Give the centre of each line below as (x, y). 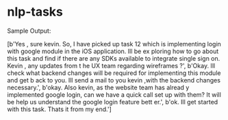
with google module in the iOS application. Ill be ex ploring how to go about (113, 51)
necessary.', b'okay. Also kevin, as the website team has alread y (98, 87)
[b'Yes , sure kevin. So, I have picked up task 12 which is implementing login (114, 44)
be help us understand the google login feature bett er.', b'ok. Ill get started (113, 102)
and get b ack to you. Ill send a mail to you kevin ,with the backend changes (114, 80)
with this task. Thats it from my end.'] (59, 109)
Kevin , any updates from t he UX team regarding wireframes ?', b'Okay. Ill (111, 65)
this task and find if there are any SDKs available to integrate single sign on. (114, 58)
